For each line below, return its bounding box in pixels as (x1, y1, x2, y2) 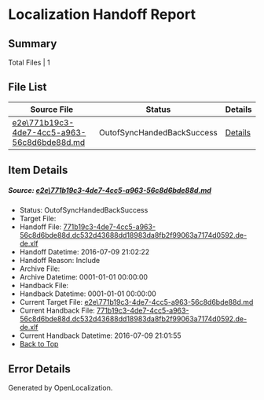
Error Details (8, 362, 71, 376)
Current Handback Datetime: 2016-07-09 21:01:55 (19, 331, 182, 340)
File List (8, 80, 47, 94)
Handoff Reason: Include (19, 256, 101, 265)
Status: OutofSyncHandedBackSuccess (19, 206, 148, 215)
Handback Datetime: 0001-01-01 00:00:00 (19, 289, 157, 298)
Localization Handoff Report (8, 6, 196, 24)
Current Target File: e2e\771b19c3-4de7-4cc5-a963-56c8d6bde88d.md (19, 298, 254, 307)
